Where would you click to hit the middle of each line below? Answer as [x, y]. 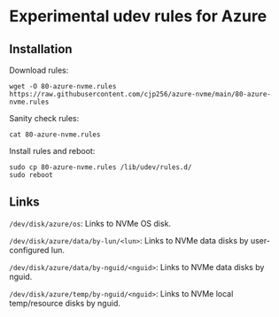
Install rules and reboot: [52, 151]
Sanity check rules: [44, 118]
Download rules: [39, 70]
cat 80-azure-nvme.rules [55, 135]
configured [29, 250]
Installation [41, 49]
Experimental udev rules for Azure [138, 16]
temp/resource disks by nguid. [65, 303]
